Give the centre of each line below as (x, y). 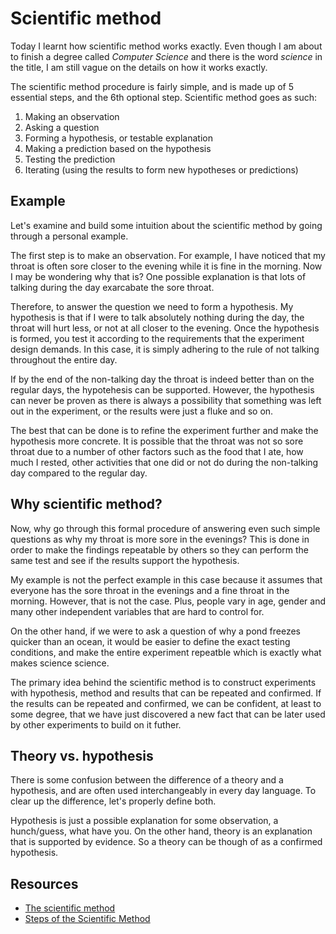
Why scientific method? (86, 504)
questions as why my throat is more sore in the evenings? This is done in (160, 539)
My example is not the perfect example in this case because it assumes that (166, 579)
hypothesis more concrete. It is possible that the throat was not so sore (157, 441)
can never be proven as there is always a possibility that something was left (166, 400)
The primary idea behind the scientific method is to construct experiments (163, 682)
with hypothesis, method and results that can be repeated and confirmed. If (166, 693)
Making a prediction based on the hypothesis (118, 148)
